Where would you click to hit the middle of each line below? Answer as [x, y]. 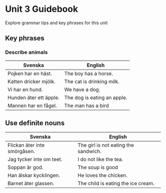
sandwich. [89, 152]
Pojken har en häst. [30, 74]
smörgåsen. [21, 152]
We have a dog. [82, 89]
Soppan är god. [25, 167]
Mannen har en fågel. [32, 106]
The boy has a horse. [88, 74]
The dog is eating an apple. [96, 97]
